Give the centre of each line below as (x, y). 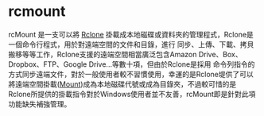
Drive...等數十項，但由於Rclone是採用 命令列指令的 (172, 64)
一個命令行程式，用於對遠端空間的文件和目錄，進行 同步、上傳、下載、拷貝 (131, 44)
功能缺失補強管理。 (40, 104)
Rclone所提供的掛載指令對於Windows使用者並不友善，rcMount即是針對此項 (132, 94)
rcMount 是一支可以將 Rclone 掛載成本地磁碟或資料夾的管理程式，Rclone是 (131, 34)
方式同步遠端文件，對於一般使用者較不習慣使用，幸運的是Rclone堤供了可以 (131, 74)
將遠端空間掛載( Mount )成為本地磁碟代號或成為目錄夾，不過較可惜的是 (122, 84)
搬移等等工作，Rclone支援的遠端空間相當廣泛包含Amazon (103, 54)
